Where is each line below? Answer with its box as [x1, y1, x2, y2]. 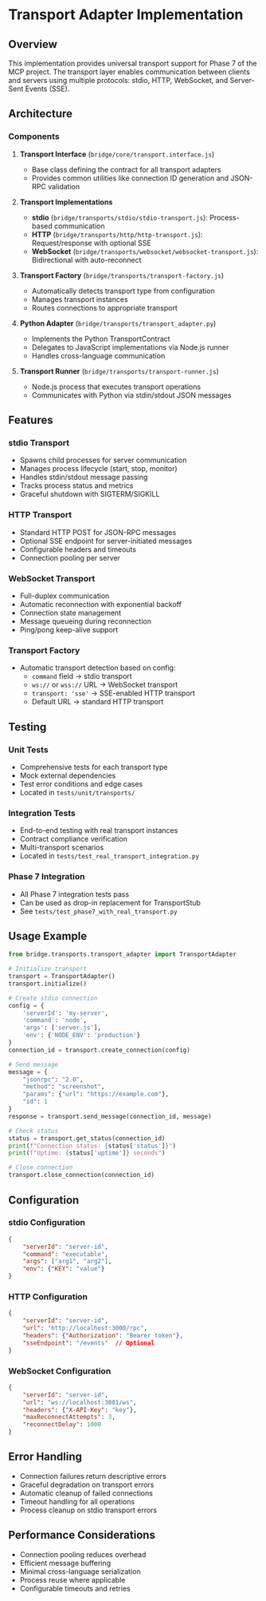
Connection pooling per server [19, 553, 121, 562]
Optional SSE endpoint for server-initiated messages [19, 536, 193, 545]
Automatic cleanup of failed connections [19, 1488, 154, 1498]
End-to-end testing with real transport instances [19, 826, 178, 835]
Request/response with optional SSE [31, 238, 151, 248]
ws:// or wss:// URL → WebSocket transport [31, 680, 178, 690]
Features [8, 414, 53, 427]
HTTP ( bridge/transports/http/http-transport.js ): [31, 229, 203, 239]
